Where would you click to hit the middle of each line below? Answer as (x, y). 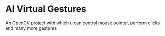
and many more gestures (31, 28)
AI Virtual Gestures (46, 9)
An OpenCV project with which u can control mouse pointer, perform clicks (83, 23)
